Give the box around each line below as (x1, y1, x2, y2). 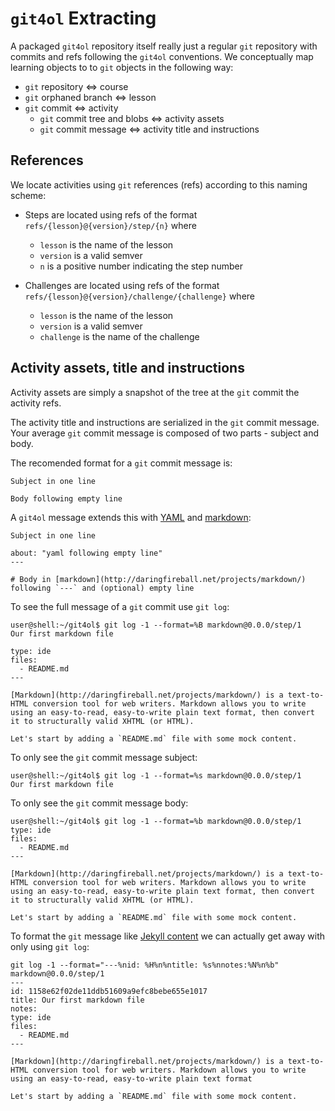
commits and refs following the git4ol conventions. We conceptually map (10, 50, 314, 62)
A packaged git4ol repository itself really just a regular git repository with (10, 40, 318, 52)
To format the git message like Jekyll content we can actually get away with (10, 930, 326, 942)
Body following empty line (10, 493, 123, 504)
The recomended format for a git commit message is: (10, 457, 233, 469)
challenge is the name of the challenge (39, 330, 200, 342)
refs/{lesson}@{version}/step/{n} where (24, 219, 197, 231)
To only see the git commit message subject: (10, 751, 198, 763)
